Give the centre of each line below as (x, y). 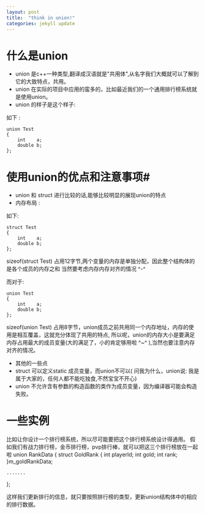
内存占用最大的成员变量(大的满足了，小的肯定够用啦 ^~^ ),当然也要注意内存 (101, 343)
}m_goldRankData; (30, 462)
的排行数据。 (22, 505)
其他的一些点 (31, 364)
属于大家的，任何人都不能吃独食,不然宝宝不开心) (76, 379)
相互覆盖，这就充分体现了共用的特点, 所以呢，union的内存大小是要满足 (106, 335)
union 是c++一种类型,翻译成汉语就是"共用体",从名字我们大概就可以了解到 (107, 74)
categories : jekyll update (41, 23)
